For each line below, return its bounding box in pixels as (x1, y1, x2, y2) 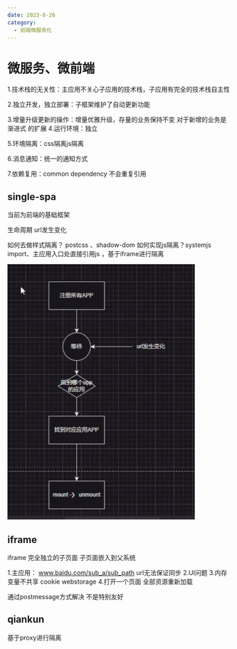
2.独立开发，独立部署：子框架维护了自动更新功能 (7, 100, 151, 109)
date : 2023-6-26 (7, 11, 56, 19)
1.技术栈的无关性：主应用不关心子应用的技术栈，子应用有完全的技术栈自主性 (7, 85, 230, 94)
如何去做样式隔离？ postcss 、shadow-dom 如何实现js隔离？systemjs (7, 241, 211, 249)
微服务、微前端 (7, 60, 95, 76)
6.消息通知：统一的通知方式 (7, 154, 88, 163)
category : (7, 19, 37, 26)
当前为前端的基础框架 (7, 211, 70, 219)
